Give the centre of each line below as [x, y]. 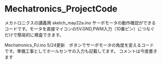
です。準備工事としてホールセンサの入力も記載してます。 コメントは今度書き [81, 51]
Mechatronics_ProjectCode [61, 9]
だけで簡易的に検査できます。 [34, 35]
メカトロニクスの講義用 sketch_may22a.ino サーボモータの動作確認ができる [80, 23]
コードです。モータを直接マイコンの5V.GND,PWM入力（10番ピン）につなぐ [80, 29]
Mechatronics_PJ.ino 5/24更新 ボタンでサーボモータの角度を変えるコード [79, 45]
